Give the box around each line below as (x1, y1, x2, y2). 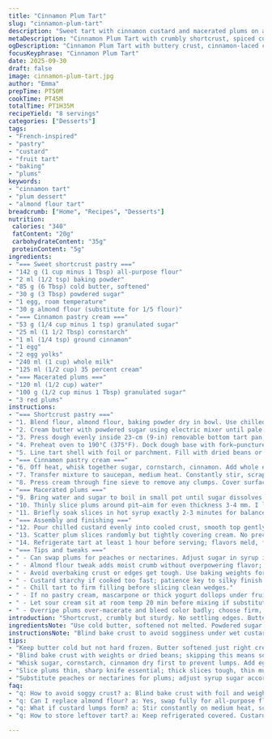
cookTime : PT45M (8, 95, 63, 103)
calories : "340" (11, 223, 67, 231)
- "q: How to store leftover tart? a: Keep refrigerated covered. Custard (8, 711, 266, 720)
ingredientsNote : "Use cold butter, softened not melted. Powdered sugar (8, 621, 263, 630)
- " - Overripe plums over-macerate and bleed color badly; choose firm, (8, 606, 263, 614)
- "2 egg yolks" (8, 350, 63, 359)
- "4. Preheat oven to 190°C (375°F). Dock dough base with (8, 440, 216, 449)
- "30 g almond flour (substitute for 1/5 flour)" (8, 305, 183, 313)
